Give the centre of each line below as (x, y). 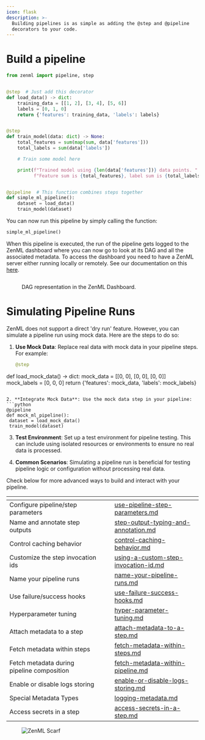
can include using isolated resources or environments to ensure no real (104, 444)
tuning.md (129, 618)
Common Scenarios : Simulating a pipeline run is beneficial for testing (103, 462)
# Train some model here (49, 159)
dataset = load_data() (46, 203)
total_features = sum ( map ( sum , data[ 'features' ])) (83, 142)
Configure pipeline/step (43, 505)
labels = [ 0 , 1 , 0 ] (42, 109)
